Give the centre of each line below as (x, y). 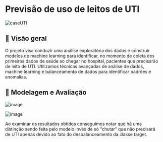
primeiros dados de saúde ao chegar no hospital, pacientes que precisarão (82, 61)
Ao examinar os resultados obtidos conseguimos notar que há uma (74, 124)
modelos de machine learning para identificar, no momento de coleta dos (80, 56)
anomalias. (16, 77)
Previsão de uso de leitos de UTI (72, 9)
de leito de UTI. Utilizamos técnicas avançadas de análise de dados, (75, 66)
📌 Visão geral (26, 38)
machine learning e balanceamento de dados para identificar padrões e (78, 71)
